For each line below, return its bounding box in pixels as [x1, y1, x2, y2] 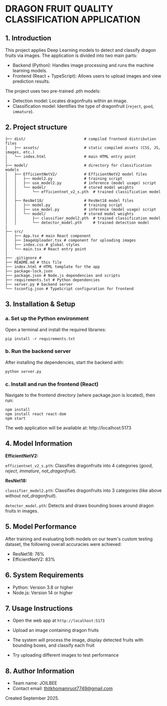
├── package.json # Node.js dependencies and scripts [5, 273, 121, 278]
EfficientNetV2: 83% [12, 556, 55, 562]
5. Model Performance [5, 522, 77, 531]
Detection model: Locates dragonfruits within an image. [12, 98, 128, 104]
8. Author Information [5, 667, 74, 675]
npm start [5, 416, 26, 421]
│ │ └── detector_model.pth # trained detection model [5, 220, 150, 225]
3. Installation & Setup [5, 300, 75, 309]
